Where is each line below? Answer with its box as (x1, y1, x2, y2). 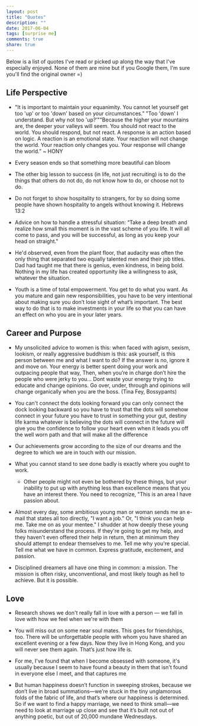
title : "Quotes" (6, 14, 46, 20)
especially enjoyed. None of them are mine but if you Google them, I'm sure (6, 64, 190, 71)
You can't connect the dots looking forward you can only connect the (14, 399, 184, 407)
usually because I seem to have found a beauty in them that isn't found (14, 664, 188, 671)
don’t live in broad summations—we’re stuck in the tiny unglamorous (14, 688, 181, 695)
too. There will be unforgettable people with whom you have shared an (14, 634, 187, 641)
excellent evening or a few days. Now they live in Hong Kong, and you (14, 639, 185, 647)
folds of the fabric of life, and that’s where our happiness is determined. (14, 694, 189, 701)
